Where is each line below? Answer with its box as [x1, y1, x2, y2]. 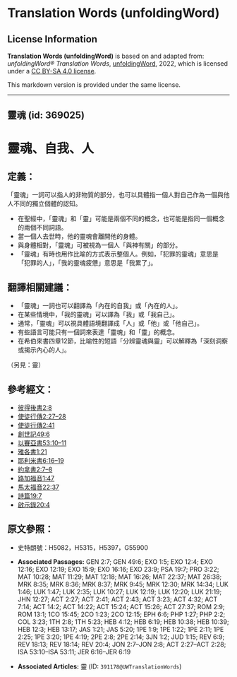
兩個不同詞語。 [23, 223, 68, 232]
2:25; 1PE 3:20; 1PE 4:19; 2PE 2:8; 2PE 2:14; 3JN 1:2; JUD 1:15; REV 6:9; [17, 632, 225, 641]
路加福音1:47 [17, 474, 55, 483]
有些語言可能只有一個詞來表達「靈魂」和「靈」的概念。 [17, 328, 178, 336]
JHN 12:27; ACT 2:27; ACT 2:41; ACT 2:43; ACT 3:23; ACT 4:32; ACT [17, 595, 218, 604]
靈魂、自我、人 [7, 140, 95, 156]
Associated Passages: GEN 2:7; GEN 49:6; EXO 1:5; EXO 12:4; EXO [17, 557, 214, 566]
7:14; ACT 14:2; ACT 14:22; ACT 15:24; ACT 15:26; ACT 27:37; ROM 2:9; [17, 602, 225, 611]
